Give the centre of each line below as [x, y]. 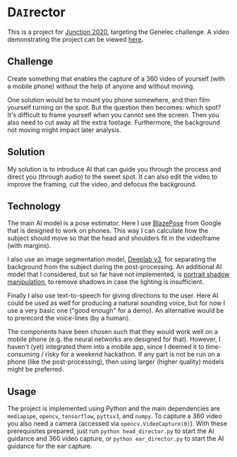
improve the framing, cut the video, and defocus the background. [102, 184]
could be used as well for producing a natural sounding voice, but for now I [116, 303]
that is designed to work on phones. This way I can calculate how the [108, 231]
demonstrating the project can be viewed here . [75, 39]
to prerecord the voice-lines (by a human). [69, 318]
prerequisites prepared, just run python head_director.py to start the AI [111, 431]
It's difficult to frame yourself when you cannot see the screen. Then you [113, 114]
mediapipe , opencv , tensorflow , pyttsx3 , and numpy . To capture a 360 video [115, 416]
